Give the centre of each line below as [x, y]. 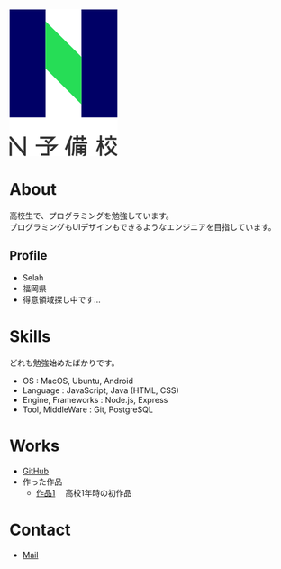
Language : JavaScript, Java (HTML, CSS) [101, 390]
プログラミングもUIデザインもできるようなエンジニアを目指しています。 [143, 226]
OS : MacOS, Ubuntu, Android [77, 381]
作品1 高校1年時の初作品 [84, 492]
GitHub [36, 471]
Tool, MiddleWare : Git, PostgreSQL [87, 409]
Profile [28, 256]
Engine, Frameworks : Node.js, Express [95, 399]
